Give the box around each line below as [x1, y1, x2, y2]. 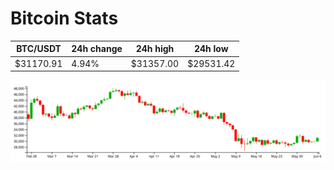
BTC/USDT [16, 43, 62, 55]
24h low [193, 43, 229, 55]
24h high [135, 43, 175, 55]
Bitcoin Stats [10, 7, 119, 30]
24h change [71, 43, 123, 55]
